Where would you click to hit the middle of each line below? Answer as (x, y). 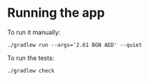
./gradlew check (31, 71)
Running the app (56, 13)
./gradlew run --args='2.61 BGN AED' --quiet (74, 45)
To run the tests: (31, 58)
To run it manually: (34, 32)
